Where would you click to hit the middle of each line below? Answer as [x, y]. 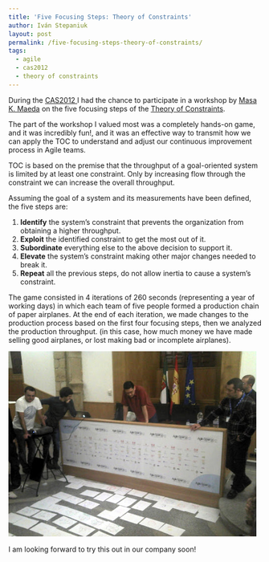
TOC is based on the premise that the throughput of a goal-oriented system [133, 165]
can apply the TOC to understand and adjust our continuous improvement [130, 141]
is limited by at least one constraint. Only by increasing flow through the [127, 173]
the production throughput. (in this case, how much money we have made [130, 331]
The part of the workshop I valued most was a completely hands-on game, [132, 124]
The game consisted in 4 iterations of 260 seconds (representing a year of [132, 297]
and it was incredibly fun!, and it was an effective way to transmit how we [130, 132]
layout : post [30, 34]
